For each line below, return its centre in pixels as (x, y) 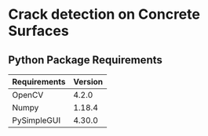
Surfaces (38, 31)
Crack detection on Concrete (104, 14)
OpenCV (28, 95)
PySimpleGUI (36, 120)
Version (88, 82)
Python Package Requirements (86, 60)
